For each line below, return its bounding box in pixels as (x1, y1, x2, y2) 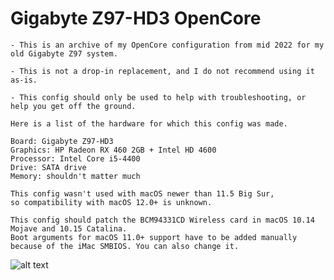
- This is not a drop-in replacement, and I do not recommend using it (10, 66, 315, 76)
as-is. (10, 75, 38, 85)
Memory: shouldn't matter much (10, 171, 141, 181)
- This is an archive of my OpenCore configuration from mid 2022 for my (10, 40, 325, 50)
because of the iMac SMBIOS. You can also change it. (10, 241, 240, 251)
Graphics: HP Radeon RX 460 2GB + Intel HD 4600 (10, 145, 217, 155)
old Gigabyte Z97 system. (10, 48, 118, 59)
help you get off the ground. (10, 101, 137, 111)
